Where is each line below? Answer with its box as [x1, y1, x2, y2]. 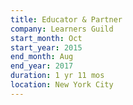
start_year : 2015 [10, 42, 83, 53]
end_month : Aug [10, 52, 74, 62]
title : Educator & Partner [10, 14, 123, 25]
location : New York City [10, 80, 114, 90]
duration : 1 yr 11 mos [10, 71, 105, 81]
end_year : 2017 [10, 61, 74, 71]
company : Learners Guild [10, 24, 114, 34]
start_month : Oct [10, 33, 83, 43]
